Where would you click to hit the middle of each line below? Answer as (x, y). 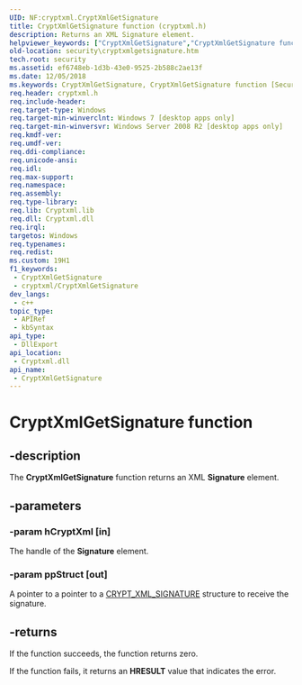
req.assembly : (36, 194)
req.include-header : (48, 101)
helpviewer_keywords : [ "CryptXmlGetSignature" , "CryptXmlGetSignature (142, 43)
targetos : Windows (44, 235)
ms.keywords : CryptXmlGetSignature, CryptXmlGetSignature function (138, 85)
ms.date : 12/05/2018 (48, 77)
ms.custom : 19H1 (40, 261)
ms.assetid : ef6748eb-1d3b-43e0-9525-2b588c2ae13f (106, 68)
